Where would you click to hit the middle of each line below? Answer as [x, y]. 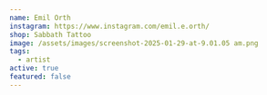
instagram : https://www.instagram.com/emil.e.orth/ [109, 26]
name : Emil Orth [40, 18]
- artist [34, 60]
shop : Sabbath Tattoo [51, 34]
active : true [34, 69]
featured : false [40, 77]
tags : [20, 52]
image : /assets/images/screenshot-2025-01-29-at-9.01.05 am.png [134, 43]
